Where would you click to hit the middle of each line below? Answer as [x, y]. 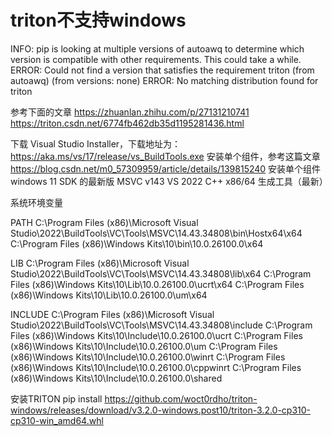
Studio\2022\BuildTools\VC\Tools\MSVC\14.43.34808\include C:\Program [161, 325]
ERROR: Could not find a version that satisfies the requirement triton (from [162, 70]
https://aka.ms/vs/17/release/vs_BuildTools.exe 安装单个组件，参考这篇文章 [165, 156]
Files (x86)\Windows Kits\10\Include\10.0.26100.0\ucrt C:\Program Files [156, 335]
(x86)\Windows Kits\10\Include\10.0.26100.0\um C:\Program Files [144, 346]
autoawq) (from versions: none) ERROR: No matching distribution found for [164, 80]
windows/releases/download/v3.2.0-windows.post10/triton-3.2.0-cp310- [161, 410]
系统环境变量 [36, 202]
